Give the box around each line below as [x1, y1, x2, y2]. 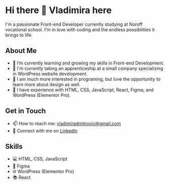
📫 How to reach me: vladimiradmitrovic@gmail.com [12, 120, 121, 127]
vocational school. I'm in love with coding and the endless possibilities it [5, 26, 155, 32]
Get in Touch [5, 107, 46, 115]
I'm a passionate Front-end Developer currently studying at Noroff [5, 21, 143, 27]
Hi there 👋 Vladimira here [5, 5, 112, 16]
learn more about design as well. [12, 81, 81, 87]
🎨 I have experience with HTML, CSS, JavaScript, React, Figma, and [12, 87, 154, 93]
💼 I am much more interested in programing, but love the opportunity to [12, 76, 160, 82]
